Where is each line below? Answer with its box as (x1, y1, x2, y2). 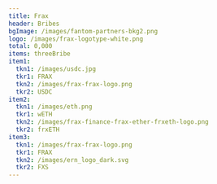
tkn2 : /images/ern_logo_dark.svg (15, 156, 129, 164)
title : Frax (8, 11, 49, 20)
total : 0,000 (8, 42, 53, 50)
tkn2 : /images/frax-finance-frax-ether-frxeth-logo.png (15, 118, 209, 126)
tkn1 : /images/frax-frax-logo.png (15, 140, 132, 149)
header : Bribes (8, 20, 60, 28)
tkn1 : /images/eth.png (15, 103, 93, 111)
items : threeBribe (8, 50, 71, 58)
